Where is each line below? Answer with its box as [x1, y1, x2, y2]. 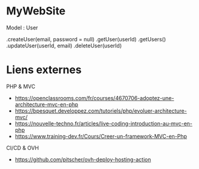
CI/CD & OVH [6, 144, 39, 151]
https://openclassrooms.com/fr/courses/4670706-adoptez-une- [14, 94, 174, 101]
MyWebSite [6, 4, 66, 18]
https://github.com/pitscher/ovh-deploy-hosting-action [14, 156, 151, 163]
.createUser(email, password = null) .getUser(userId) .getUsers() [6, 35, 166, 43]
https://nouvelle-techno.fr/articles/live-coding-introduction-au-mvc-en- [14, 120, 193, 127]
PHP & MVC [6, 83, 36, 90]
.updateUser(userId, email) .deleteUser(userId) [6, 42, 122, 49]
